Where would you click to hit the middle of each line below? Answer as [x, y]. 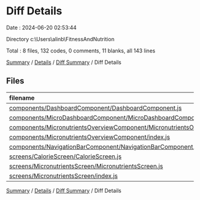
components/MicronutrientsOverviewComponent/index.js [90, 137]
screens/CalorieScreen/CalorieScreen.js [65, 156]
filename [22, 98]
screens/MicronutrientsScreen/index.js [63, 176]
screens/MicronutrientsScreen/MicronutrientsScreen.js [86, 166]
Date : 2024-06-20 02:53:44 [41, 27]
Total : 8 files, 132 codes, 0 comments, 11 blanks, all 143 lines [81, 50]
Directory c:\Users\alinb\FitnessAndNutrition [60, 39]
